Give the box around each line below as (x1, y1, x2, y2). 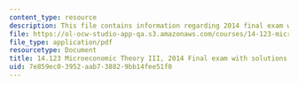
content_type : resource (9, 12, 98, 22)
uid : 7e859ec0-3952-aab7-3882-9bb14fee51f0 (9, 63, 173, 72)
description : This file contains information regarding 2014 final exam (9, 21, 284, 30)
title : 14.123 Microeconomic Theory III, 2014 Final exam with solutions (9, 54, 288, 63)
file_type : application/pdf (9, 37, 114, 47)
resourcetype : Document (9, 46, 98, 55)
